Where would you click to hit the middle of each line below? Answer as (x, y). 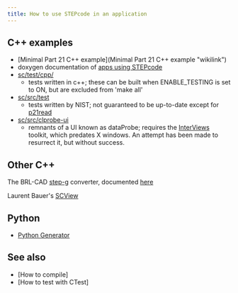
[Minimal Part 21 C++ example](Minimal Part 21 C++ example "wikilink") (122, 60)
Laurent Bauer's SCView (43, 196)
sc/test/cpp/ (36, 74)
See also (27, 257)
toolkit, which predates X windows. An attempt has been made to (123, 135)
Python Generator (44, 236)
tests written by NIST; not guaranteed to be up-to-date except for (124, 105)
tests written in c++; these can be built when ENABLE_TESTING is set (129, 82)
